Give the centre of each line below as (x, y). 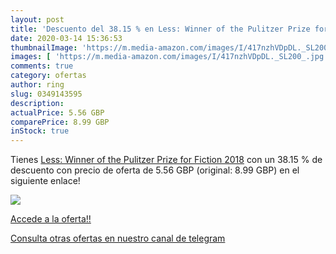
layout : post (37, 19)
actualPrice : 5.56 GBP (57, 112)
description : (37, 103)
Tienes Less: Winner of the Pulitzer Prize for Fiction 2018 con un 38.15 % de (166, 160)
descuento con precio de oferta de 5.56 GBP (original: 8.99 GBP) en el (155, 170)
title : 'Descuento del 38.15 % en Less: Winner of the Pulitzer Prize (160, 29)
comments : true (42, 66)
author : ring (37, 85)
